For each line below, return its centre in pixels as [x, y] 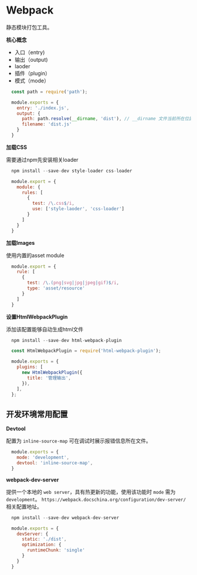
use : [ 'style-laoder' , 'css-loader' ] [78, 209]
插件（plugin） [33, 73]
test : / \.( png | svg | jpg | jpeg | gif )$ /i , [73, 283]
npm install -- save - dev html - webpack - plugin [67, 340]
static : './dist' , [44, 539]
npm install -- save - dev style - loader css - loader [72, 171]
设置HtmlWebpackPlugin [37, 317]
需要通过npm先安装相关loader [42, 159]
